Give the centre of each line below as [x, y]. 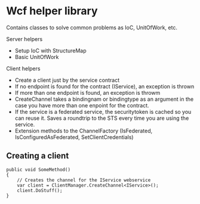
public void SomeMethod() [38, 169]
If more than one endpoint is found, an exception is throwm [87, 92]
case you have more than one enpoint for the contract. [82, 105]
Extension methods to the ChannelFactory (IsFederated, [84, 131]
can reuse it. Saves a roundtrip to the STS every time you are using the [102, 118]
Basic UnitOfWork [37, 57]
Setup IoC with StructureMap [50, 50]
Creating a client [38, 156]
